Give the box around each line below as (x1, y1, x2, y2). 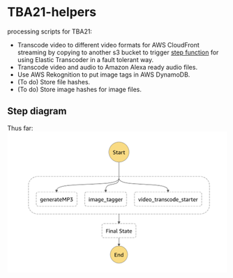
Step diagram (7, 105, 67, 117)
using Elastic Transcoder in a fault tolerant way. (17, 55, 154, 63)
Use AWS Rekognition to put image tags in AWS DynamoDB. (17, 70, 190, 79)
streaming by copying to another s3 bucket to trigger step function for (17, 48, 219, 56)
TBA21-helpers (7, 4, 97, 20)
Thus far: (7, 123, 33, 132)
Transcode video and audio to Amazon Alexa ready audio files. (17, 63, 197, 71)
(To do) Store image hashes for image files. (17, 85, 142, 93)
